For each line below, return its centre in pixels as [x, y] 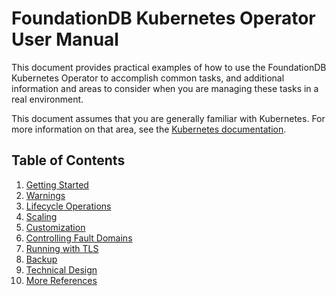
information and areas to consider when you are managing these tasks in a [165, 88]
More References [61, 280]
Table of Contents [68, 160]
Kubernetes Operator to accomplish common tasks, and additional [148, 78]
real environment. [47, 99]
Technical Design [61, 269]
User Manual [65, 39]
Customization [55, 227]
